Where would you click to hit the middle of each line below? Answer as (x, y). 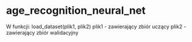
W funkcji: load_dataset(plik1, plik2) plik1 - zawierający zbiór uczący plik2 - (96, 26)
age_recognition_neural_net (76, 11)
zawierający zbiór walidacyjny (42, 32)
